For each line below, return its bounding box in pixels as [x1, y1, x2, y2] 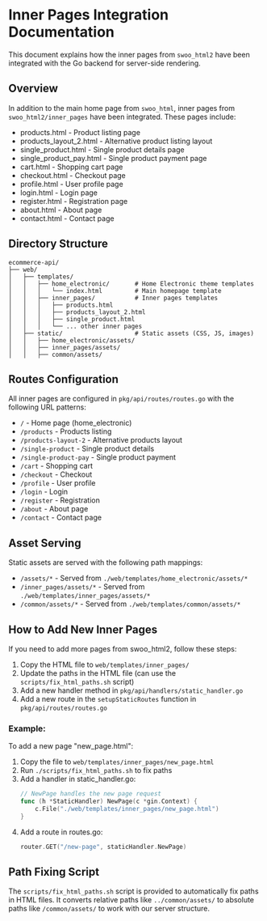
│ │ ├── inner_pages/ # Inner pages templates [8, 294, 219, 302]
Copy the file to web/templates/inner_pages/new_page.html [19, 757, 215, 766]
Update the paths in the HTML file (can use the [19, 668, 176, 677]
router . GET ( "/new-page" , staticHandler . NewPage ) [19, 842, 187, 851]
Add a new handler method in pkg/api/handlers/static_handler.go [19, 685, 244, 695]
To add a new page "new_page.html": [8, 741, 134, 751]
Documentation [8, 23, 115, 41]
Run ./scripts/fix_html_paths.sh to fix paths [19, 766, 173, 775]
